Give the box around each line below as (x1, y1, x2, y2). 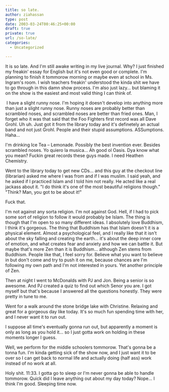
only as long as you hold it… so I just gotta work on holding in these (5, 329, 145, 335)
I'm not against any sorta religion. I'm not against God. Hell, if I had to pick (5, 208, 159, 214)
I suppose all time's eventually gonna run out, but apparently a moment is (5, 323, 158, 329)
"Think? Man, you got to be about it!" (5, 189, 82, 195)
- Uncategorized (10, 45, 44, 50)
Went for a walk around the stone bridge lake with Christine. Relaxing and (5, 303, 158, 309)
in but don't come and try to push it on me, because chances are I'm (5, 257, 147, 263)
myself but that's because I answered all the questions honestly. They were (5, 288, 162, 294)
